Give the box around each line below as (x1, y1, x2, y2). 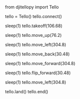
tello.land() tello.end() (5, 89, 49, 94)
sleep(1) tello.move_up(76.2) (5, 33, 62, 38)
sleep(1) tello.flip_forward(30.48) (5, 70, 71, 76)
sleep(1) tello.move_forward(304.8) (5, 61, 76, 66)
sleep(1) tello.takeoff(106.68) (5, 23, 62, 29)
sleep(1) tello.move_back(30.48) (5, 51, 70, 57)
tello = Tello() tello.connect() (5, 14, 62, 19)
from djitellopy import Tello (5, 4, 59, 10)
